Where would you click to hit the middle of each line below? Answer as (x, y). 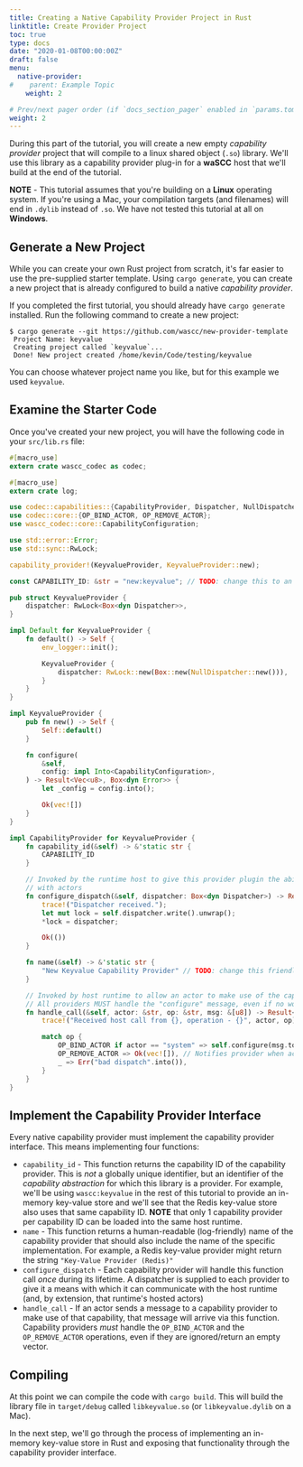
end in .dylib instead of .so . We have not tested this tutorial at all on (137, 209)
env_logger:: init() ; (80, 647)
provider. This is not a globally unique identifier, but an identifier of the (153, 1174)
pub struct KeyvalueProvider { (68, 598)
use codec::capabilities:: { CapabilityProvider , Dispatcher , (125, 507)
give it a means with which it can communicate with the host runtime (150, 1289)
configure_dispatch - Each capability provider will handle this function (153, 1270)
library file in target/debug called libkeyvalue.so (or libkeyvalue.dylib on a (150, 1406)
